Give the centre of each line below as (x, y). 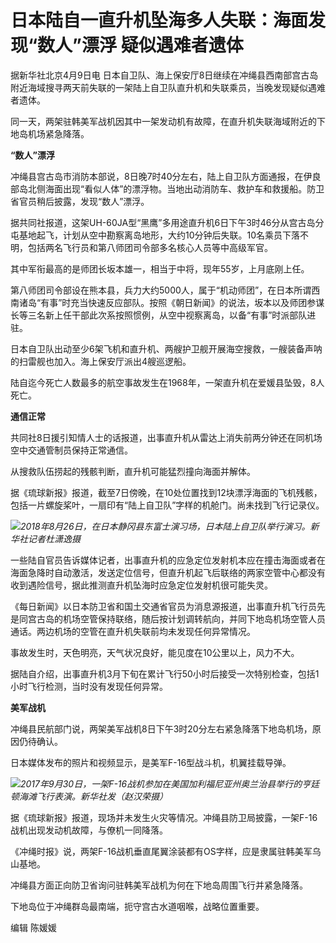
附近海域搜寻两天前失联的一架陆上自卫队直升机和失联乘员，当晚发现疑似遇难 (168, 87)
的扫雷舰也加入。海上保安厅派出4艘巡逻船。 (101, 361)
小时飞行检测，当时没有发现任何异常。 (89, 686)
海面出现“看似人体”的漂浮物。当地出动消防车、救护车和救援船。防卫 (184, 188)
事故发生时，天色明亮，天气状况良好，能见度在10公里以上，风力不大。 (155, 652)
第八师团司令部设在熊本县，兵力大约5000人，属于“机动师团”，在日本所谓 (161, 290)
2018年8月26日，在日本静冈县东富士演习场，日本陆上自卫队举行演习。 (165, 526)
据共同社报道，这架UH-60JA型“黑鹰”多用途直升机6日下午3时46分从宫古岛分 (167, 222)
